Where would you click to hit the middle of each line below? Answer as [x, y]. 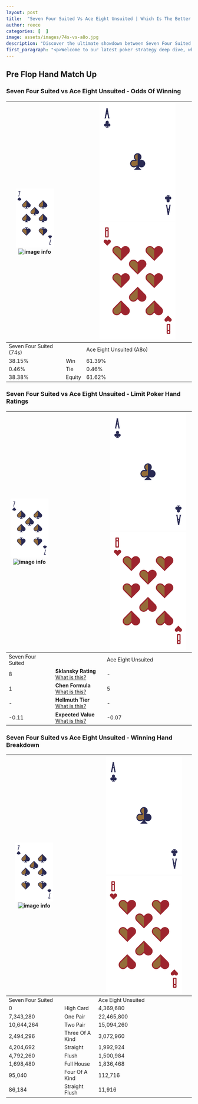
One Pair [75, 1016]
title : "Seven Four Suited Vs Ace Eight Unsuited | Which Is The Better [99, 19]
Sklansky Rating [75, 671]
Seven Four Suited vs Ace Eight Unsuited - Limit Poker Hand [93, 394]
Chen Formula [73, 686]
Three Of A [78, 1033]
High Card [77, 1008]
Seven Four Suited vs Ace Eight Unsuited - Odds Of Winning [94, 91]
